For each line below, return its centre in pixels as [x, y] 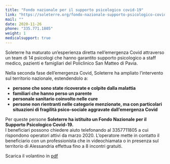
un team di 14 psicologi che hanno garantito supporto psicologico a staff [81, 58]
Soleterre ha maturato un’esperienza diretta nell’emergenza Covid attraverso [85, 52]
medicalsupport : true [28, 38]
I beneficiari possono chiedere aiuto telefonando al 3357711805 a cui [77, 130]
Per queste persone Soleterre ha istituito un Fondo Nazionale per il [76, 119]
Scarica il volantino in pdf [32, 156]
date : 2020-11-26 [24, 24]
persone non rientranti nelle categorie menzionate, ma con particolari [87, 104]
